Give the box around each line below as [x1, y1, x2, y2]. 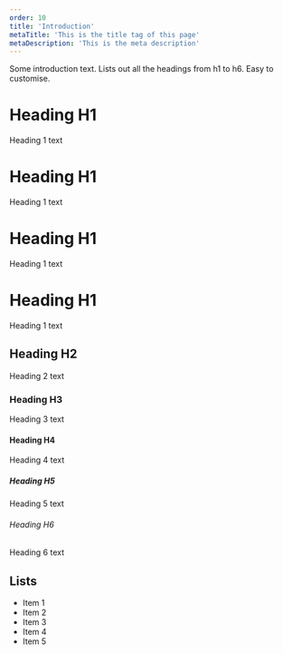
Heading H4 [9, 434, 56, 445]
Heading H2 [9, 347, 78, 362]
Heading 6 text [9, 547, 65, 558]
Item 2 [22, 607, 47, 618]
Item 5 [22, 636, 47, 647]
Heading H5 [9, 475, 56, 486]
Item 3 [22, 617, 47, 628]
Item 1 [22, 598, 45, 609]
